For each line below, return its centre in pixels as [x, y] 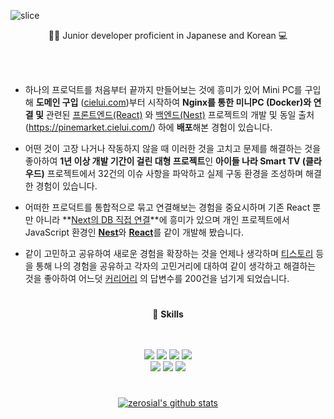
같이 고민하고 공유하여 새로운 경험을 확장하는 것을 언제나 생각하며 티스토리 [169, 253]
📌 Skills [168, 314]
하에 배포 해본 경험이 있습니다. [215, 127]
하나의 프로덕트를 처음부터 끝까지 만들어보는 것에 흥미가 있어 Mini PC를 [163, 89]
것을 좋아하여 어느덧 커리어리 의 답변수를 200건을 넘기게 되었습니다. [157, 278]
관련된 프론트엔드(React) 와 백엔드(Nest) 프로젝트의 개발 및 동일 [171, 114]
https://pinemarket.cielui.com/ [90, 127]
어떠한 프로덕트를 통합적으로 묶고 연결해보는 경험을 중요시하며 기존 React [167, 207]
